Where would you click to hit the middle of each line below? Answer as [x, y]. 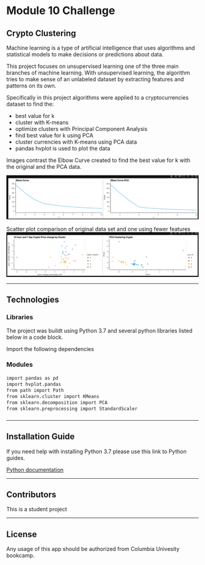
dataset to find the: [30, 104]
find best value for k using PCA [54, 135]
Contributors [31, 494]
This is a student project [37, 509]
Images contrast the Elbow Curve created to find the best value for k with [98, 160]
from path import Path [35, 390]
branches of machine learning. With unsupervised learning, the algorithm [98, 73]
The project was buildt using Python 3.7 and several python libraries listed [99, 330]
